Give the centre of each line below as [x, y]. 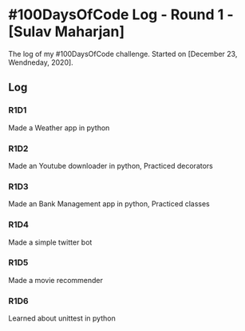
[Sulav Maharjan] [67, 32]
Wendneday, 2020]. [41, 62]
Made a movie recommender [56, 280]
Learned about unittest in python [62, 318]
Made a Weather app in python [59, 128]
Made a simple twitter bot [50, 242]
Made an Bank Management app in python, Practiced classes [109, 204]
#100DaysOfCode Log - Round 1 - [121, 15]
